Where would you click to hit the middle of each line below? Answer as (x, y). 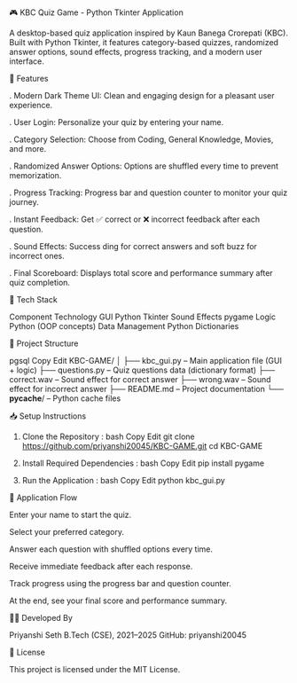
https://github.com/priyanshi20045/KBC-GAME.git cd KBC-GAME (142, 446)
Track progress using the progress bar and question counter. (121, 583)
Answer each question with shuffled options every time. (111, 549)
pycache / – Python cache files (65, 398)
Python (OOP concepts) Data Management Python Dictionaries (124, 326)
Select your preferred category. (66, 532)
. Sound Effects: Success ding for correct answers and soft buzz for (133, 246)
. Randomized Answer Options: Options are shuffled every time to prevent (144, 166)
